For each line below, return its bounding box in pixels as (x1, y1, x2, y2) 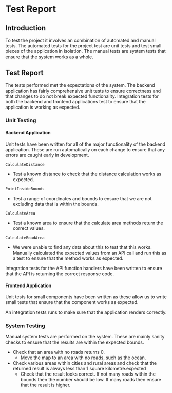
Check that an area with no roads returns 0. (12, 349, 105, 355)
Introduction (5, 24, 46, 32)
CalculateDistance (5, 162, 45, 167)
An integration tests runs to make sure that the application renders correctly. (5, 309, 167, 315)
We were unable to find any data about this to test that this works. (12, 244, 152, 250)
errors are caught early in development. (5, 152, 89, 158)
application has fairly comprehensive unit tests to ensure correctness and (5, 87, 161, 94)
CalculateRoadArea (5, 235, 45, 240)
